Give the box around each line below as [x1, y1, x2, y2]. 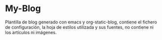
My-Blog [5, 3, 41, 14]
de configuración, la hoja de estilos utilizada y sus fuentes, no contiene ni [5, 24, 154, 30]
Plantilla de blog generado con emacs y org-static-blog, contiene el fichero [5, 19, 157, 25]
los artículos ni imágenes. [5, 29, 57, 35]
